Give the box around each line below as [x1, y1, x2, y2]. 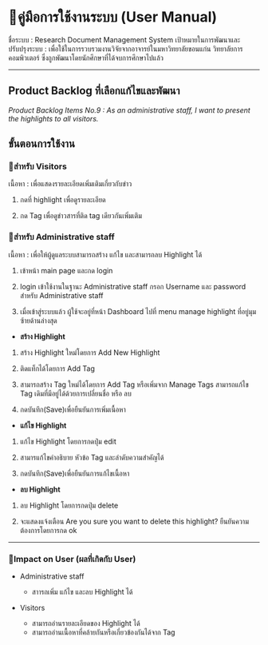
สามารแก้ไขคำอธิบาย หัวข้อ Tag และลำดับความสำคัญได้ [19, 452, 164, 462]
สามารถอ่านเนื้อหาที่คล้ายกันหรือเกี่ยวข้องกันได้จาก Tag [31, 627, 175, 637]
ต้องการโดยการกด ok [19, 525, 77, 535]
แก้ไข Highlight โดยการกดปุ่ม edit [19, 436, 117, 446]
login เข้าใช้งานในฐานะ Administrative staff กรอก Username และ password [19, 281, 246, 291]
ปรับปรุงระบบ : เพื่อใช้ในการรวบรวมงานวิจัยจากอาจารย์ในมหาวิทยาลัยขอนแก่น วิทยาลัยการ [8, 44, 243, 54]
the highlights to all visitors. [8, 113, 99, 123]
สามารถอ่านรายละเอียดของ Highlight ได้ [31, 619, 141, 628]
